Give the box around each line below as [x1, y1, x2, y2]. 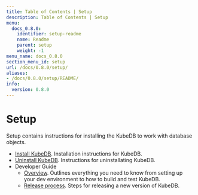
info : [6, 81, 20, 87]
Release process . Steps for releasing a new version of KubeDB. [23, 182, 180, 189]
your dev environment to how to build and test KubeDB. [23, 175, 160, 182]
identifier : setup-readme [17, 31, 82, 37]
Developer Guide [14, 163, 57, 170]
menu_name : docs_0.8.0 [6, 53, 63, 59]
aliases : [6, 70, 28, 76]
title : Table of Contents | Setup [6, 8, 93, 15]
